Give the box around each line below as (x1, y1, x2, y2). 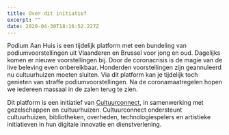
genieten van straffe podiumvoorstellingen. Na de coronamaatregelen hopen (7, 78, 223, 86)
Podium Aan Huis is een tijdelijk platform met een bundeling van (7, 42, 187, 50)
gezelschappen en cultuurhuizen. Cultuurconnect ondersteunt (7, 106, 183, 114)
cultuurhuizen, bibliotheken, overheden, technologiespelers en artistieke (7, 113, 211, 121)
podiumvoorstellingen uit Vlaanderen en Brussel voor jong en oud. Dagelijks (7, 49, 221, 57)
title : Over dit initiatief (7, 10, 87, 17)
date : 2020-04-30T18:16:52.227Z (7, 23, 99, 29)
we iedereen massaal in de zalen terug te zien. (7, 85, 138, 93)
